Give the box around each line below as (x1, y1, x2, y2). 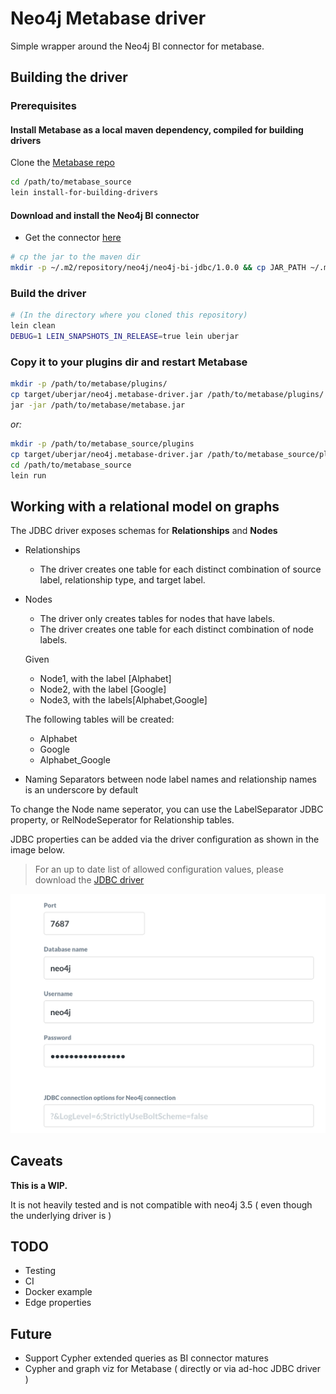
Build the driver (10, 287, 87, 301)
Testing (24, 1265, 57, 1277)
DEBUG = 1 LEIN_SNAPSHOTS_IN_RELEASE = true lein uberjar (10, 332, 240, 342)
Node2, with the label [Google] (39, 683, 167, 696)
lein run (10, 470, 47, 481)
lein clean (10, 321, 56, 331)
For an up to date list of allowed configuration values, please (34, 863, 284, 876)
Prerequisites (10, 99, 77, 113)
